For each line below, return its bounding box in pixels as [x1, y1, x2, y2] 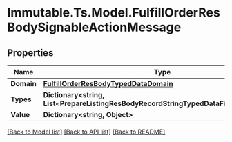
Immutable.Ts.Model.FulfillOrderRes [7, 5, 221, 21]
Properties [7, 47, 54, 59]
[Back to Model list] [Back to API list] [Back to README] [7, 128, 166, 136]
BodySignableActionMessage [7, 19, 182, 35]
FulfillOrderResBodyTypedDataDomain [43, 79, 174, 88]
